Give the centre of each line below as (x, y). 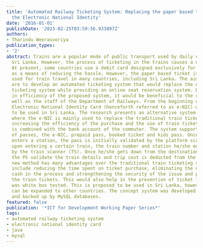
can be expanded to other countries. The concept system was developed (104, 191)
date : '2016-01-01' (31, 23)
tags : (13, 213)
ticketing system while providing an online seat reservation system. (102, 90)
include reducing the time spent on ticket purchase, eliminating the (102, 169)
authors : (17, 34)
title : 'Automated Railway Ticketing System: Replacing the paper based (100, 12)
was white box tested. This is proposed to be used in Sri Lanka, (97, 185)
